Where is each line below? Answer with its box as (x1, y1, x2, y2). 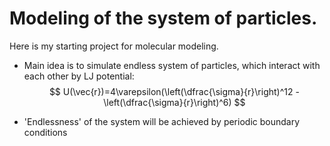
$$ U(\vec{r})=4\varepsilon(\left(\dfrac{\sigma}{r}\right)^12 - (48, 85, 300, 97)
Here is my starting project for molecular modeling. (9, 40, 219, 52)
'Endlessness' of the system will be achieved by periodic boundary (23, 115, 301, 127)
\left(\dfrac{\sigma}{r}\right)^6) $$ (103, 96, 246, 108)
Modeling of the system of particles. (9, 7, 318, 30)
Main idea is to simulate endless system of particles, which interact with (23, 59, 321, 71)
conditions (23, 126, 68, 138)
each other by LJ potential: (23, 70, 135, 82)
